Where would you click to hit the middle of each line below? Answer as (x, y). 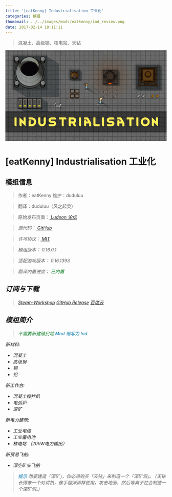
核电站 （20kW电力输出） (40, 443)
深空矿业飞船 (26, 465)
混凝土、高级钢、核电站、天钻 (49, 43)
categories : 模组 (23, 16)
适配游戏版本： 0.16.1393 (44, 261)
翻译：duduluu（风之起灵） (47, 206)
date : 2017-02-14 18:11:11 (34, 27)
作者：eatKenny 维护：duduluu (50, 195)
